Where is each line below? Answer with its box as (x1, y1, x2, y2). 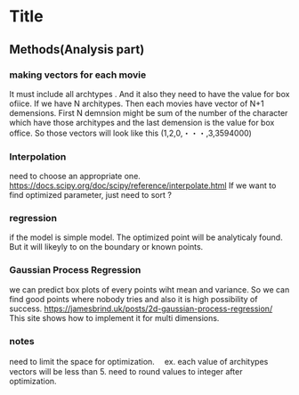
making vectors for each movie (9, 69, 147, 81)
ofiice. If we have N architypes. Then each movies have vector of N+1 (9, 98, 264, 109)
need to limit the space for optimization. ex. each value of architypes (9, 357, 269, 367)
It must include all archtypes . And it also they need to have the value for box (9, 88, 290, 99)
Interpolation (9, 150, 67, 162)
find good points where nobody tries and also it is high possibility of (9, 293, 258, 304)
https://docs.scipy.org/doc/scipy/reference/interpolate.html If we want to (9, 180, 277, 191)
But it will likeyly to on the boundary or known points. (9, 242, 204, 252)
